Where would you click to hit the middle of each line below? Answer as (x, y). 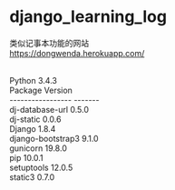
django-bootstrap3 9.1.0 (54, 138)
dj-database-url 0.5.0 (49, 109)
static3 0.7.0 (32, 177)
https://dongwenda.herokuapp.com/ (77, 53)
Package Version (41, 90)
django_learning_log (88, 17)
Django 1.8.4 (33, 128)
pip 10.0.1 (26, 157)
